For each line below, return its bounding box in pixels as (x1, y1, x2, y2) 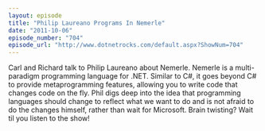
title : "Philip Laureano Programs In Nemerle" (8, 19, 166, 27)
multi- (235, 63, 255, 72)
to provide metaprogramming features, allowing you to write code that (8, 80, 238, 90)
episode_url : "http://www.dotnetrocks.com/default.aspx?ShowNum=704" (8, 41, 244, 49)
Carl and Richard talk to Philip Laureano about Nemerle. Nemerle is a (8, 63, 234, 72)
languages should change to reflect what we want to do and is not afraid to (8, 97, 255, 106)
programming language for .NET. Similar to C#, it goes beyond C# (41, 71, 257, 81)
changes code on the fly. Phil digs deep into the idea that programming (8, 88, 241, 98)
